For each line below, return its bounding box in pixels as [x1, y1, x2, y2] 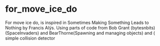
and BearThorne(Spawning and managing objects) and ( [40, 30, 156, 36]
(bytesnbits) [131, 24, 156, 30]
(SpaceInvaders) [5, 30, 39, 36]
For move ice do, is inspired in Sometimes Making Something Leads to [5, 20, 149, 25]
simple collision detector [5, 35, 56, 41]
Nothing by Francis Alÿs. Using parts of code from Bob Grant [5, 24, 130, 30]
